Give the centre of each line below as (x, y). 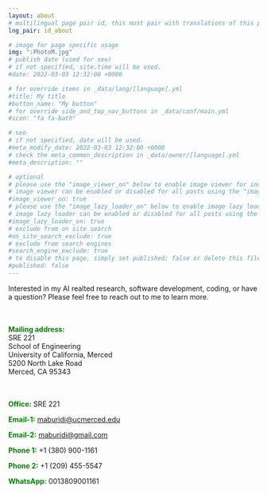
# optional (26, 177)
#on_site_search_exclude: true (60, 236)
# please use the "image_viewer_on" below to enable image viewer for (128, 184)
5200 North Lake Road (45, 363)
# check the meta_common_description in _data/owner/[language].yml (124, 155)
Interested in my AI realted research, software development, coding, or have (133, 288)
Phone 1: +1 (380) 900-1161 (53, 450)
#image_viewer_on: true (48, 199)
